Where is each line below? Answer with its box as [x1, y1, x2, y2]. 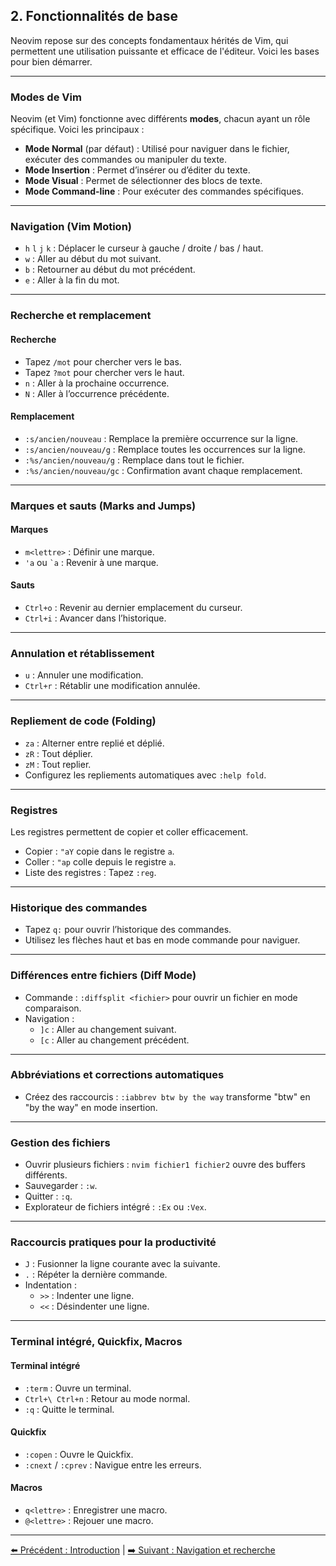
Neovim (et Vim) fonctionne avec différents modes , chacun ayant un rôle [10, 113, 311, 125]
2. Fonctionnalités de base [10, 8, 178, 25]
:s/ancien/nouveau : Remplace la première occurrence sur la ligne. [24, 432, 299, 444]
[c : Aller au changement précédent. [39, 1034, 190, 1046]
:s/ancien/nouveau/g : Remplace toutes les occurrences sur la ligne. [24, 443, 306, 455]
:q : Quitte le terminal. [24, 1403, 115, 1415]
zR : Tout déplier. [24, 747, 93, 759]
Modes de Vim [10, 90, 82, 104]
